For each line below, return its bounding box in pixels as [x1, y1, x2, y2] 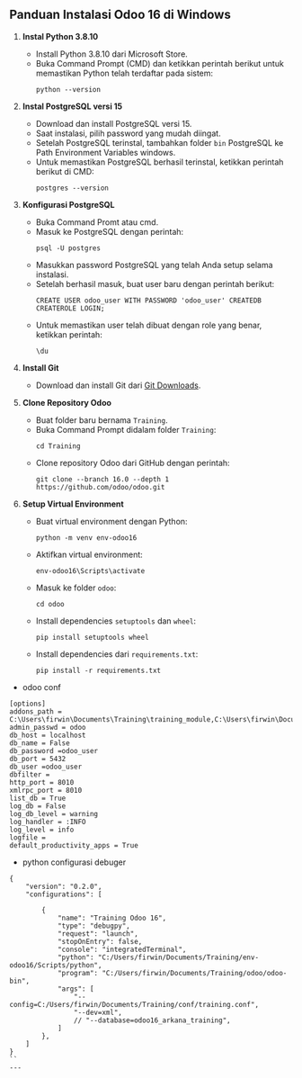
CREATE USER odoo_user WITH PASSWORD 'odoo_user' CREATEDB [35, 296, 262, 305]
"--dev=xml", [73, 1008, 123, 1017]
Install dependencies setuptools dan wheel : [35, 615, 196, 626]
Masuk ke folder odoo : [35, 582, 117, 593]
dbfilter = [9, 769, 50, 779]
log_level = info [9, 825, 75, 834]
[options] [9, 699, 47, 708]
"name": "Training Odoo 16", [57, 913, 167, 922]
